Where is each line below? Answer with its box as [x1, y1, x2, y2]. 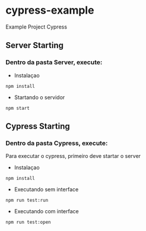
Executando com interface [14, 208, 79, 215]
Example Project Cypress [5, 23, 68, 30]
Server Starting [5, 40, 64, 50]
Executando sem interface [14, 186, 79, 193]
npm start [5, 105, 30, 111]
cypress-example [5, 4, 94, 17]
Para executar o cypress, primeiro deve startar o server [5, 153, 141, 160]
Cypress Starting [5, 121, 71, 131]
